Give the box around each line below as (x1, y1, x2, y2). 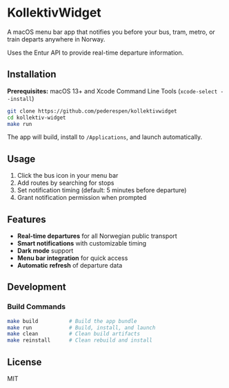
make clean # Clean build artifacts (7, 331, 140, 338)
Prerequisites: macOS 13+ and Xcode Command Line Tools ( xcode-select (7, 86, 218, 95)
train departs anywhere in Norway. (7, 35, 106, 43)
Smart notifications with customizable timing (17, 239, 147, 247)
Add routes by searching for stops (17, 178, 114, 187)
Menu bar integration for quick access (17, 254, 128, 262)
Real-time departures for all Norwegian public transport (17, 232, 177, 240)
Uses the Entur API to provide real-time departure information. (7, 48, 184, 57)
